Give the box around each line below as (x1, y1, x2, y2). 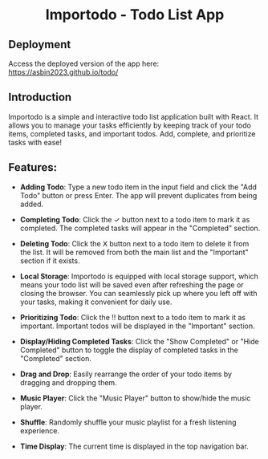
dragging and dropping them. (19, 377, 118, 387)
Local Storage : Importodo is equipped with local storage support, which (19, 271, 259, 281)
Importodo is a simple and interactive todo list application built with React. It (8, 112, 259, 121)
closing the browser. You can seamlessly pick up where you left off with (19, 288, 258, 298)
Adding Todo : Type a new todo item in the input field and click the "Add (19, 182, 257, 192)
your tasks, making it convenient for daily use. (19, 297, 173, 307)
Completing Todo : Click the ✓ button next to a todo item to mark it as (19, 214, 250, 224)
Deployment (8, 38, 71, 51)
